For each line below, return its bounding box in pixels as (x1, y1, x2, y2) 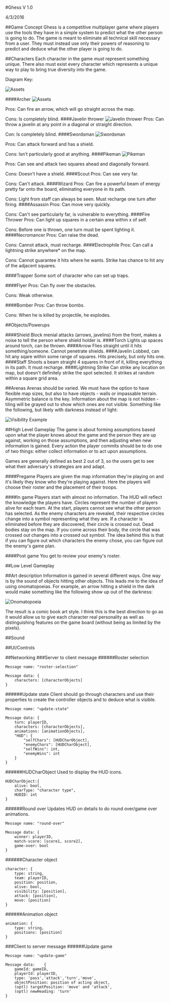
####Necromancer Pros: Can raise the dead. (5, 232, 99, 238)
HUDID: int (14, 792, 38, 797)
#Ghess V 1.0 (5, 5, 33, 10)
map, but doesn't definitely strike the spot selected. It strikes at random (5, 370, 155, 375)
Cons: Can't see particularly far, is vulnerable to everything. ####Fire (5, 211, 150, 217)
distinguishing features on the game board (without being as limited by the (5, 619, 161, 625)
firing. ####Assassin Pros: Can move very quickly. (5, 202, 111, 207)
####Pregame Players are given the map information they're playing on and (5, 473, 164, 479)
